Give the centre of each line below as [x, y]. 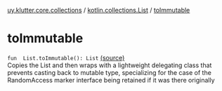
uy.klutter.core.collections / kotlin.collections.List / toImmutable [99, 10]
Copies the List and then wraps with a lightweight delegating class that [110, 65]
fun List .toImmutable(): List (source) [66, 57]
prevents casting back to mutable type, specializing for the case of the [110, 72]
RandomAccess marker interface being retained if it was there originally [111, 80]
